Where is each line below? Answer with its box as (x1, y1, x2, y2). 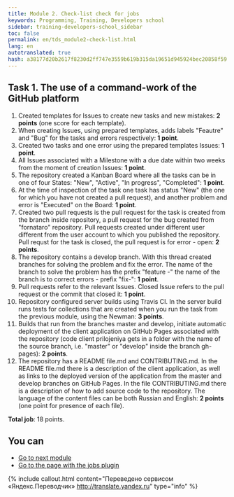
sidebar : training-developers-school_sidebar (8, 23, 142, 30)
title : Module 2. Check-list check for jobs (8, 10, 140, 17)
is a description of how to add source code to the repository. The (17, 386, 205, 395)
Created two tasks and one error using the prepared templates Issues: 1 (17, 141, 225, 149)
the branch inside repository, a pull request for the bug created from (17, 215, 214, 224)
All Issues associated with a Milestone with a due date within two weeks (17, 155, 226, 164)
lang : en (8, 43, 34, 50)
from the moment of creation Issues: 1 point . (17, 163, 146, 171)
